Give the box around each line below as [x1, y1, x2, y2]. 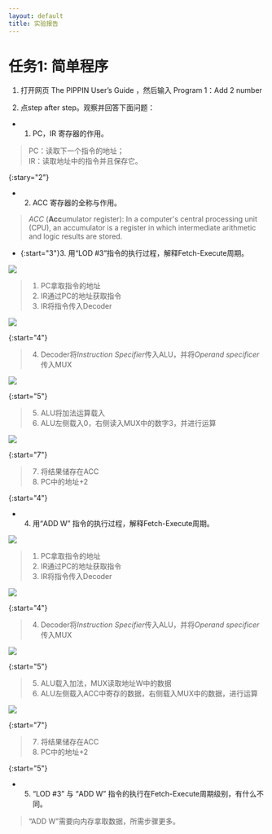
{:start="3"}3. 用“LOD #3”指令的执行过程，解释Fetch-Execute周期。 [20, 248, 248, 258]
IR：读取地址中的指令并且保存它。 [28, 156, 143, 166]
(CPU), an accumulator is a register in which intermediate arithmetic [28, 223, 257, 233]
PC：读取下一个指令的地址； [28, 146, 125, 156]
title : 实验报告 [8, 20, 59, 28]
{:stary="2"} [8, 173, 50, 182]
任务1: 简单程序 [8, 57, 109, 76]
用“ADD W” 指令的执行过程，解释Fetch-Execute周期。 [32, 519, 214, 529]
